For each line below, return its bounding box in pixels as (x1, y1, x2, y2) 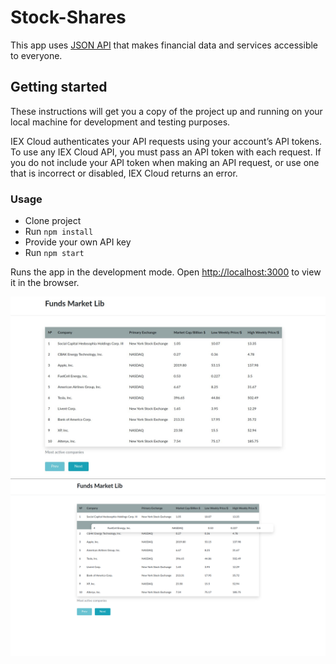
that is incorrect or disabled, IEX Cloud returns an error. (10, 167, 238, 179)
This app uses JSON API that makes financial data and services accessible (10, 39, 319, 51)
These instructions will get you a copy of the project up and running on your (10, 105, 323, 117)
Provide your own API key (24, 236, 132, 248)
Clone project (24, 215, 82, 227)
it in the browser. (10, 277, 80, 289)
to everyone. (10, 49, 63, 61)
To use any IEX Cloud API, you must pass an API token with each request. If (10, 146, 322, 158)
